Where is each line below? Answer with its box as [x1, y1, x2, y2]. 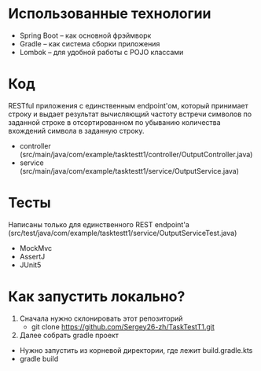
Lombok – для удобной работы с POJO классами [19, 47, 184, 57]
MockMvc [19, 243, 53, 252]
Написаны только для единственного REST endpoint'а [8, 219, 190, 229]
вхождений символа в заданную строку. [8, 126, 145, 135]
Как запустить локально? [8, 288, 186, 305]
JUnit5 [19, 260, 42, 270]
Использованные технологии [8, 5, 211, 23]
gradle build [19, 354, 59, 363]
